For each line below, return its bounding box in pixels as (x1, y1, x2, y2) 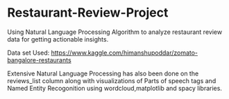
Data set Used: (7, 48, 50, 57)
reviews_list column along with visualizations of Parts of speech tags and (7, 76, 217, 84)
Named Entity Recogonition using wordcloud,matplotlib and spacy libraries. (7, 84, 222, 92)
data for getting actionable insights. (7, 35, 109, 43)
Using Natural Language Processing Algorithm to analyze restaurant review (7, 28, 223, 36)
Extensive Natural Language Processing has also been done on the (7, 69, 199, 78)
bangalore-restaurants (7, 55, 71, 64)
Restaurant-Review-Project (7, 5, 169, 21)
